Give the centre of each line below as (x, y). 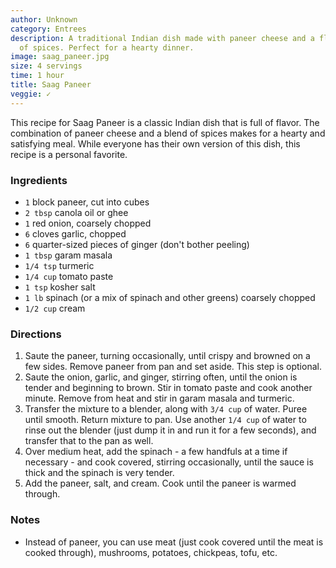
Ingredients (39, 180)
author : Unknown (44, 19)
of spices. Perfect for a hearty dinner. (107, 47)
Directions (36, 334)
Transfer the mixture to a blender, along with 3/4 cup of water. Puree (166, 409)
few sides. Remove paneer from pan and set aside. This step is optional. (173, 367)
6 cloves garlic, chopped (75, 233)
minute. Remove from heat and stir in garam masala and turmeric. (159, 398)
